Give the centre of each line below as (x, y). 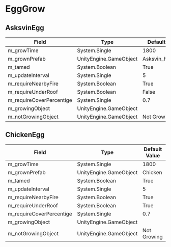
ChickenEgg (25, 135)
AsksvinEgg (25, 28)
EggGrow (25, 9)
